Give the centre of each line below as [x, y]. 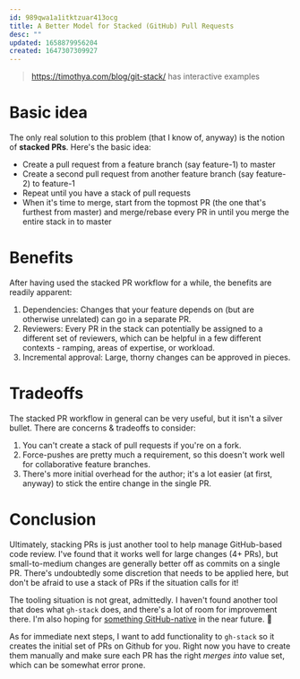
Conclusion [53, 520]
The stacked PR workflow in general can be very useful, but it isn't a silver [146, 418]
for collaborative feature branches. [86, 464]
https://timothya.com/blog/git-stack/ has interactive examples [145, 76]
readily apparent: [41, 292]
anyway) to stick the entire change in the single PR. [117, 483]
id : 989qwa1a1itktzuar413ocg [64, 17]
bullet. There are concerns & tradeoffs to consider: [103, 428]
